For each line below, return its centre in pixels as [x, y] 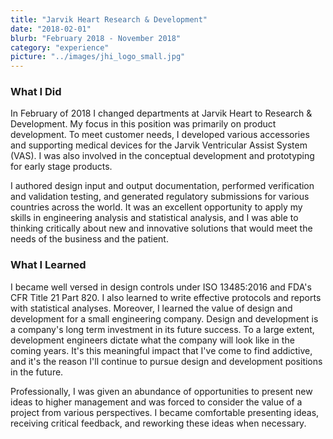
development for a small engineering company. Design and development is [164, 318]
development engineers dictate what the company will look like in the [152, 340]
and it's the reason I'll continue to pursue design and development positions [166, 361]
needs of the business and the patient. [89, 239]
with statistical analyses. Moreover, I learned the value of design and [151, 308]
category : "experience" [60, 47]
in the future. [37, 372]
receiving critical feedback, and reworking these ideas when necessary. [158, 423]
